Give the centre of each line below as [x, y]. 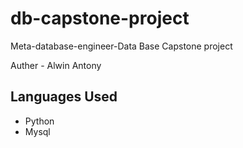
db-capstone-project [100, 18]
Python [39, 121]
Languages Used [64, 97]
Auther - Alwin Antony [56, 65]
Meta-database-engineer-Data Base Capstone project [121, 46]
